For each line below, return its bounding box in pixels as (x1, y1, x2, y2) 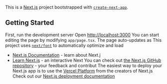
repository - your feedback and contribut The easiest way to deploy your (12, 62, 162, 69)
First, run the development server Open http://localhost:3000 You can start (5, 32, 160, 38)
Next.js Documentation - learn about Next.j (12, 52, 101, 58)
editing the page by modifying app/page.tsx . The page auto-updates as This (5, 37, 162, 43)
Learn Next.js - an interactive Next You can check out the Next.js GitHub (12, 57, 162, 63)
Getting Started (5, 18, 54, 27)
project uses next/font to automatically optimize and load (5, 42, 124, 48)
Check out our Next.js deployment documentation (12, 73, 115, 79)
